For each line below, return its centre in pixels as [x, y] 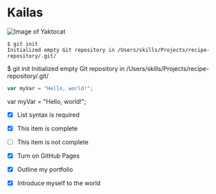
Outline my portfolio [45, 169]
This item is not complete [53, 142]
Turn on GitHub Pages [48, 156]
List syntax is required [48, 115]
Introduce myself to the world [59, 183]
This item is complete [47, 128]
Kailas [25, 13]
